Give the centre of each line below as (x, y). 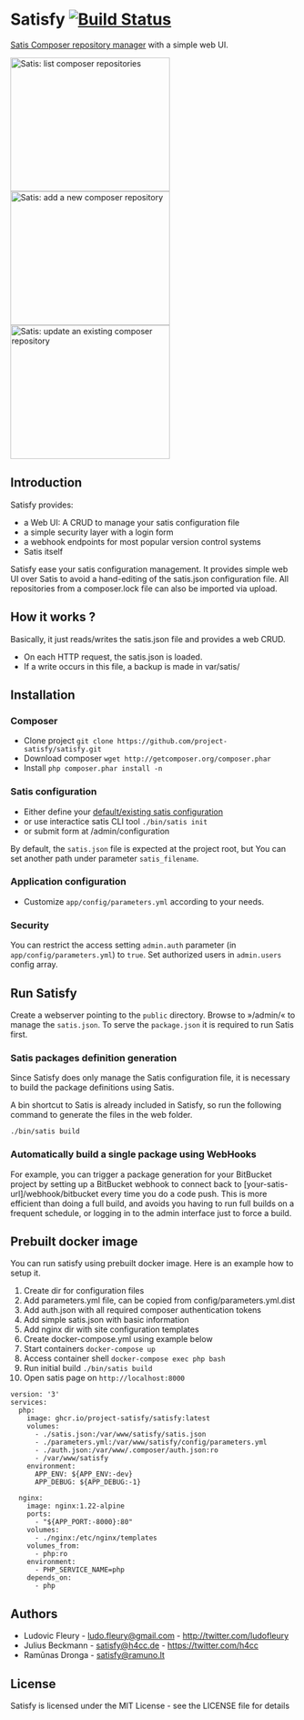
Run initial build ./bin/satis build (88, 1368)
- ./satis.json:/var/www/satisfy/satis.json (120, 1435)
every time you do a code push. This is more (184, 1193)
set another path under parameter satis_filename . (105, 858)
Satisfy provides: (42, 505)
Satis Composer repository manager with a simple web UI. (119, 45)
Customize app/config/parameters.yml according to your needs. (144, 901)
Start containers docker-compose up (89, 1349)
